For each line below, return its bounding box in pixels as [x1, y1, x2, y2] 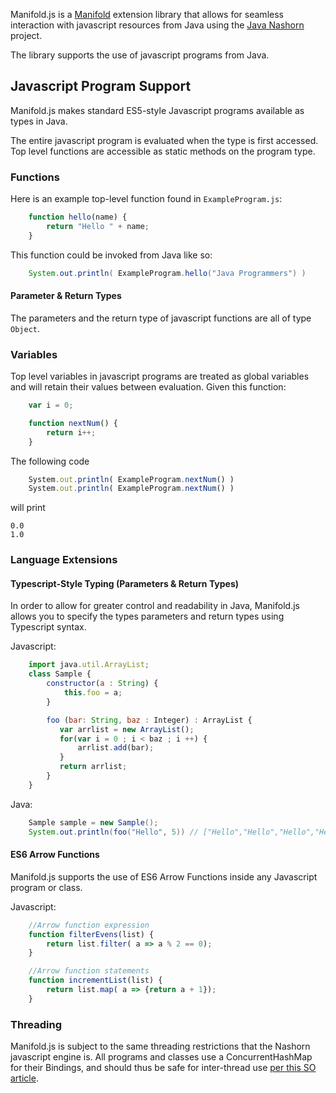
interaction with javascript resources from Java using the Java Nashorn [10, 19, 305, 31]
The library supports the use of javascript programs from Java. [10, 49, 270, 61]
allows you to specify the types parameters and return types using [10, 610, 285, 623]
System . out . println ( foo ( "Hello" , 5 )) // [28, 827, 199, 837]
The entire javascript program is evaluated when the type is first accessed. [10, 134, 319, 146]
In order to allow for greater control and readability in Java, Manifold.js [10, 600, 300, 612]
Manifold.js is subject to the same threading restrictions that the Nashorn [10, 1040, 311, 1053]
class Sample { [28, 669, 92, 679]
